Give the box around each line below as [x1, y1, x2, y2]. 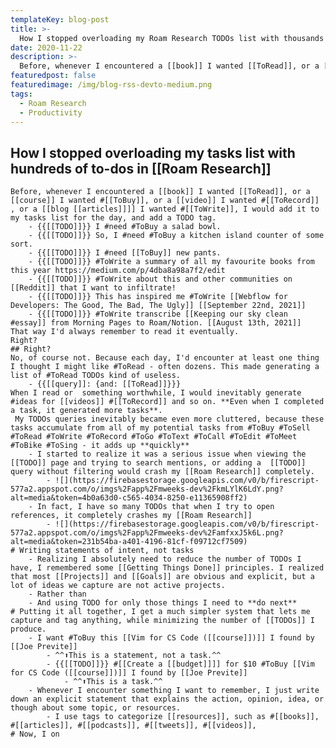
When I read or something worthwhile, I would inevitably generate [10, 388, 302, 398]
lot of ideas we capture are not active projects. [10, 581, 226, 591]
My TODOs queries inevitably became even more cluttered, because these [14, 414, 325, 425]
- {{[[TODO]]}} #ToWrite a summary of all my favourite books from [28, 257, 315, 267]
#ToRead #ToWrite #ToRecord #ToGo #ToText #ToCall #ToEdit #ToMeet [10, 432, 298, 442]
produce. [10, 624, 47, 635]
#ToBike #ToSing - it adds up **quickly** [10, 441, 190, 451]
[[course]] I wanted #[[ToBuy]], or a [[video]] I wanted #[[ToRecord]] [10, 196, 320, 206]
